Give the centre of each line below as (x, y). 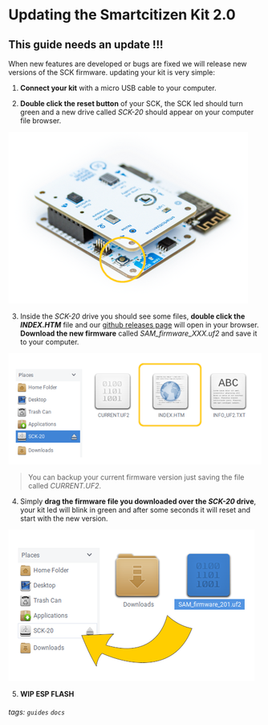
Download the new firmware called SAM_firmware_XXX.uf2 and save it (138, 333)
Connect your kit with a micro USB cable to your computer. (118, 88)
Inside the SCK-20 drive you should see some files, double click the (132, 316)
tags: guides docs (37, 712)
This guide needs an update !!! (86, 45)
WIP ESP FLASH (47, 694)
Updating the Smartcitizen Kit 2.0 (122, 15)
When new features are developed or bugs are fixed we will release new (128, 64)
